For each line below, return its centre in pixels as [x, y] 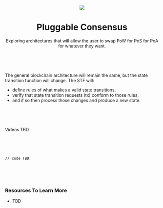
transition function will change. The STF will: [50, 80]
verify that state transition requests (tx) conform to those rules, [75, 95]
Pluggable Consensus [82, 27]
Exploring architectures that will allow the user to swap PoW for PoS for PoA [82, 41]
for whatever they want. [82, 46]
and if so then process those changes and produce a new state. [76, 100]
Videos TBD [17, 129]
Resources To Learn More [36, 190]
